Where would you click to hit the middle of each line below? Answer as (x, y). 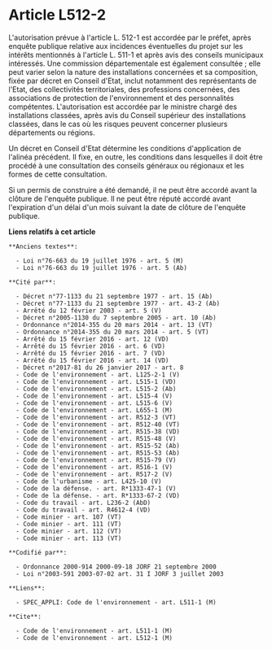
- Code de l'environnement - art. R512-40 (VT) (98, 425)
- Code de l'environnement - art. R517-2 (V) (94, 474)
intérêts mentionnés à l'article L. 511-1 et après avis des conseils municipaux (136, 54)
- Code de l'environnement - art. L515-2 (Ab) (96, 389)
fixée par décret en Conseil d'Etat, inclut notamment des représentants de (132, 81)
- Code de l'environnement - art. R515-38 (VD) (98, 431)
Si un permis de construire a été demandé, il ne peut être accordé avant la (133, 189)
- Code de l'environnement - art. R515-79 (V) (96, 460)
